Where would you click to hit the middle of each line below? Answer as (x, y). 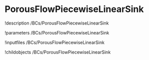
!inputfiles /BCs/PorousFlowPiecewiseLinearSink (54, 42)
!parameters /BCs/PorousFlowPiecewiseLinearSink (57, 32)
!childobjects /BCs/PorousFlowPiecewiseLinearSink (58, 52)
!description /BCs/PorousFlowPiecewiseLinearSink (57, 23)
